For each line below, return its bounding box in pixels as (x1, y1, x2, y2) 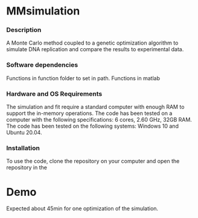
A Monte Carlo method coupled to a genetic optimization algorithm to (6, 39, 179, 46)
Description (6, 26, 42, 34)
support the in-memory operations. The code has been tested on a (6, 110, 173, 117)
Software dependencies (6, 61, 78, 69)
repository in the (6, 164, 47, 171)
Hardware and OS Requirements (6, 89, 103, 98)
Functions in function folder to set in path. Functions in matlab (6, 74, 160, 82)
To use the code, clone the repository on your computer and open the (6, 158, 180, 165)
